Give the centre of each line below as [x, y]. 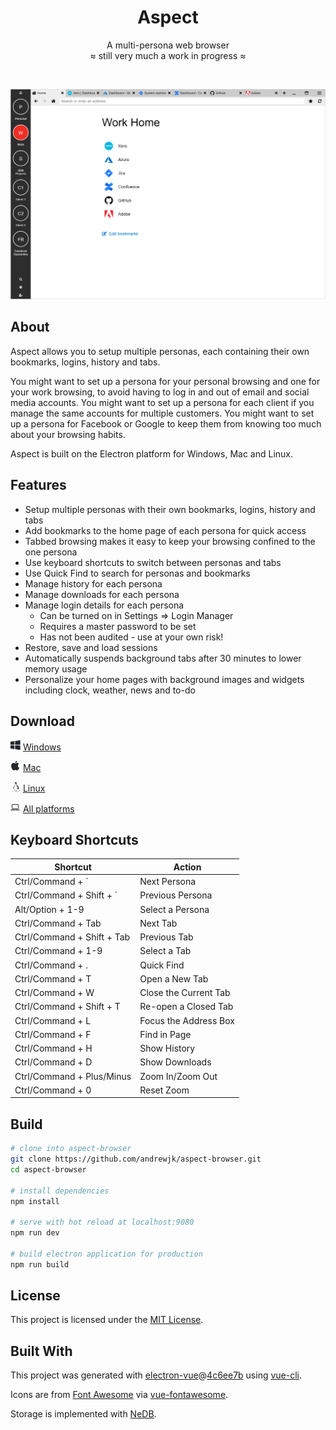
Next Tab [158, 923]
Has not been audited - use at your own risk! [131, 637]
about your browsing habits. [68, 434]
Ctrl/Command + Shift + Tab [72, 937]
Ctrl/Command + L [53, 1020]
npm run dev [35, 1233]
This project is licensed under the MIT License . [107, 1320]
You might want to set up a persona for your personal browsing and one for [165, 381]
